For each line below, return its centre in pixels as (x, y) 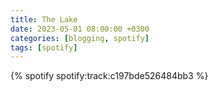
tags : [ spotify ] (44, 47)
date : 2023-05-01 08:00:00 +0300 (80, 29)
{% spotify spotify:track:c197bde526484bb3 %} (109, 76)
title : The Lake (44, 19)
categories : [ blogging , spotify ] (80, 38)
